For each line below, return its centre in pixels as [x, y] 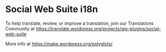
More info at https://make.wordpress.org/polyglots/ [59, 43]
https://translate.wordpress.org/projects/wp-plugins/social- [99, 28]
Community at [20, 28]
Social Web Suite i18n [52, 9]
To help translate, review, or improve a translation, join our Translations [79, 23]
